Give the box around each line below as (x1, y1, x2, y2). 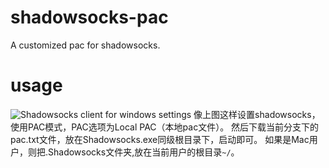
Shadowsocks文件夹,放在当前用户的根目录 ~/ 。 (48, 146, 240, 158)
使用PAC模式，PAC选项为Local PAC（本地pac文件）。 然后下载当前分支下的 (10, 121, 320, 133)
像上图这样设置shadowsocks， (193, 108, 321, 120)
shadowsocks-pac (10, 6, 169, 29)
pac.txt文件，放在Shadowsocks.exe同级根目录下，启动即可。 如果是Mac (10, 133, 310, 145)
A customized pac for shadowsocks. (10, 39, 161, 51)
